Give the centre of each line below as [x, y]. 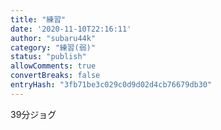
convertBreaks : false [55, 76]
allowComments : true [53, 66]
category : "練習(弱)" [53, 47]
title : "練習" [38, 19]
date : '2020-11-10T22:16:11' [71, 29]
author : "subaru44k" [53, 38]
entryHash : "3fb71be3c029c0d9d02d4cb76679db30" [111, 85]
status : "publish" [48, 57]
